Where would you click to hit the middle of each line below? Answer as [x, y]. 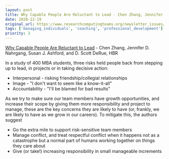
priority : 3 [18, 33]
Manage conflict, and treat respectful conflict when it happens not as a [86, 135]
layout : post [19, 10]
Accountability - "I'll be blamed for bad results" [61, 89]
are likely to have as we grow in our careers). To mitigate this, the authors [81, 115]
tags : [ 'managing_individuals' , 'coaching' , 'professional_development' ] [84, 29]
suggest [14, 120]
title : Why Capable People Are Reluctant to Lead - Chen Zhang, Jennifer [84, 15]
